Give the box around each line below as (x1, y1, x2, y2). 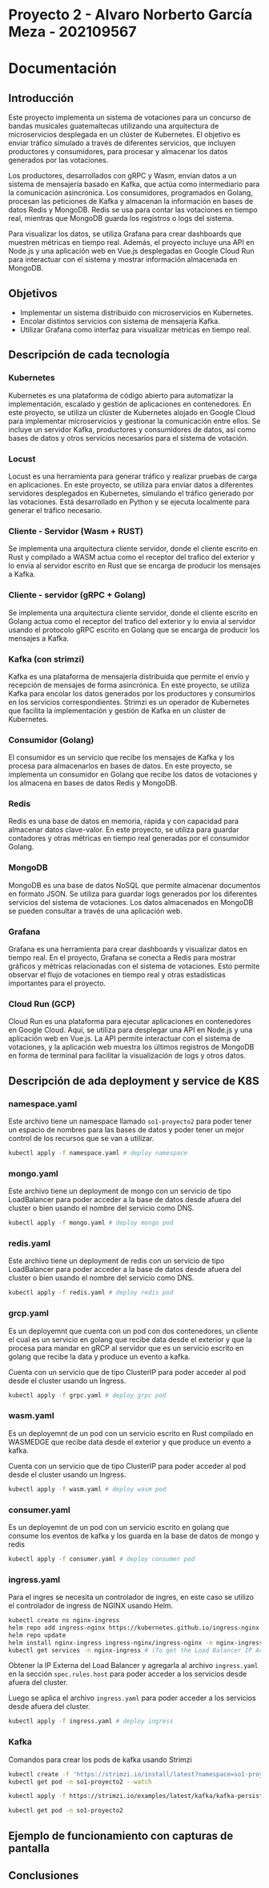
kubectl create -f (8, 1770, 70, 1778)
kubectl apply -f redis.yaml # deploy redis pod (8, 1289, 174, 1297)
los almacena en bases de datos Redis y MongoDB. (8, 778, 178, 788)
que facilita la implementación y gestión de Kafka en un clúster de (8, 705, 227, 716)
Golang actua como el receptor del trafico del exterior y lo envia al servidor (8, 616, 256, 626)
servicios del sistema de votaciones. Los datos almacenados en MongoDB (8, 897, 254, 907)
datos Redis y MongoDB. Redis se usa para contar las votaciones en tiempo (8, 205, 258, 214)
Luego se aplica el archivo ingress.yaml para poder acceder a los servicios (8, 1693, 256, 1703)
